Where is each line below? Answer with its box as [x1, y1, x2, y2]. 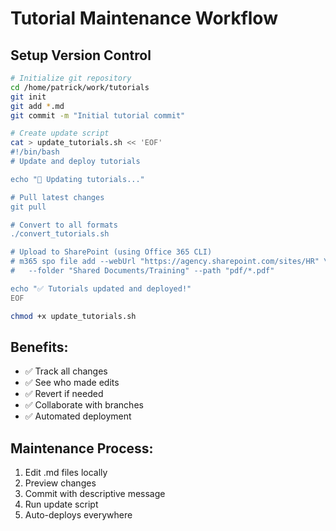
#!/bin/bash [10, 147, 60, 157]
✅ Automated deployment [24, 410, 132, 422]
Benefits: [10, 338, 69, 356]
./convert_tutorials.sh [10, 229, 110, 239]
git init [10, 92, 47, 102]
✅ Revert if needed [24, 388, 104, 400]
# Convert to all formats [10, 220, 118, 230]
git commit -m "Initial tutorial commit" [10, 110, 186, 121]
